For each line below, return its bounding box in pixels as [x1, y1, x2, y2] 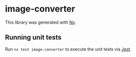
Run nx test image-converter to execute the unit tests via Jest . [5, 46, 132, 52]
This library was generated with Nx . [5, 19, 76, 25]
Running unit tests [5, 33, 62, 42]
